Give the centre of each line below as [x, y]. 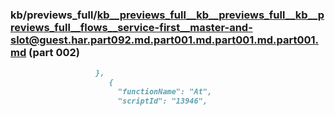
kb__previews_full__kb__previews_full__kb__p [210, 15]
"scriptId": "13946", [162, 101]
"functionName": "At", [165, 92]
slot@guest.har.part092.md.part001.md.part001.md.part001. [164, 40]
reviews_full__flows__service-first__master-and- [131, 27]
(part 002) [54, 52]
